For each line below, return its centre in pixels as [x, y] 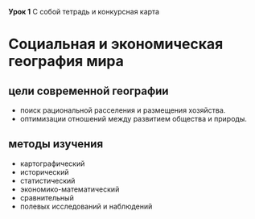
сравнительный [47, 197]
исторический [44, 171]
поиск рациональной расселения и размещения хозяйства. [123, 110]
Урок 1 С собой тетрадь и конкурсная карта [84, 12]
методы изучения [56, 144]
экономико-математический [70, 189]
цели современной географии [88, 91]
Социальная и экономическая [116, 44]
